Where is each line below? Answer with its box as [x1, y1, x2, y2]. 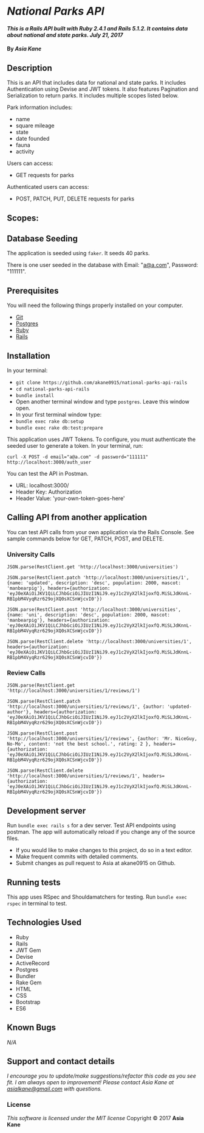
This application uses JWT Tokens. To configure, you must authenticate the [7, 436, 196, 443]
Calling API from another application [7, 512, 148, 523]
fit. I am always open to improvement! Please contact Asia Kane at [7, 1079, 174, 1086]
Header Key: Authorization [15, 489, 83, 496]
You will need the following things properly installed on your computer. [7, 302, 183, 309]
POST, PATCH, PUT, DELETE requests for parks [15, 195, 135, 202]
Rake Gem [15, 979, 42, 986]
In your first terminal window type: [15, 411, 102, 418]
